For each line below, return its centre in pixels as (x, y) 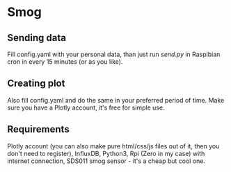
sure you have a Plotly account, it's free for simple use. (86, 108)
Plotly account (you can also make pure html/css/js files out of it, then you (113, 146)
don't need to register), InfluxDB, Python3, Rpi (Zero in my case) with (106, 153)
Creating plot (36, 84)
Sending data (37, 38)
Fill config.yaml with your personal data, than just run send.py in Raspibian (114, 54)
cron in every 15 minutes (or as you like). (65, 62)
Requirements (38, 129)
